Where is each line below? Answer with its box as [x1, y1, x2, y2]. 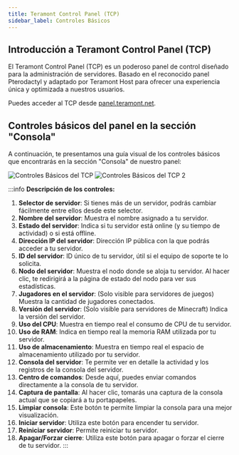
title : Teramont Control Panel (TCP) [8, 10, 120, 18]
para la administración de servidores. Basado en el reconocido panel [8, 70, 210, 78]
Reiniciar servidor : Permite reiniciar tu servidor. [18, 426, 159, 435]
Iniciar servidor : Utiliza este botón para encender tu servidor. [18, 419, 199, 427]
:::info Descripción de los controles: [8, 185, 115, 193]
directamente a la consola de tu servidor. [18, 381, 139, 389]
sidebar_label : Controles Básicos [8, 17, 111, 24]
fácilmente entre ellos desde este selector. [18, 206, 143, 215]
